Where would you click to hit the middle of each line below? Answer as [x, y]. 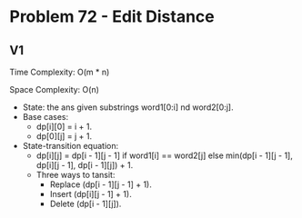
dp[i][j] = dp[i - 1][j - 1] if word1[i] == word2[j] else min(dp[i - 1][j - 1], [164, 155]
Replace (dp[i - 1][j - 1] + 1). [101, 184]
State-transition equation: [70, 146]
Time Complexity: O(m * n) [60, 72]
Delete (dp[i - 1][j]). [86, 203]
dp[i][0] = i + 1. [64, 126]
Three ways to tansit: [75, 175]
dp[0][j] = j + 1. [64, 136]
